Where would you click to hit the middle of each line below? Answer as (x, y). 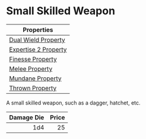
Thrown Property (33, 88)
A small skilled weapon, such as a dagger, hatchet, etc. (73, 103)
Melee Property (31, 68)
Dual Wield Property (37, 40)
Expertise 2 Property (38, 49)
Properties (38, 30)
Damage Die (27, 117)
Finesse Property (33, 59)
